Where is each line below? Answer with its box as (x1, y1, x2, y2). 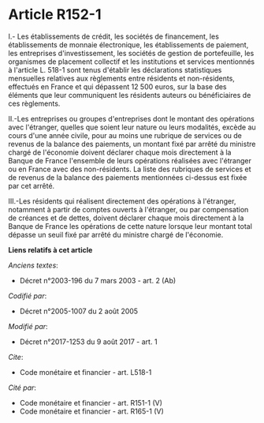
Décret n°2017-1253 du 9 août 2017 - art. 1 (19, 337, 158, 346)
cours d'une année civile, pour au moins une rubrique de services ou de (8, 130, 243, 140)
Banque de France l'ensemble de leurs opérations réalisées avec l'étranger (8, 155, 252, 165)
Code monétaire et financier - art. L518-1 (19, 367, 152, 376)
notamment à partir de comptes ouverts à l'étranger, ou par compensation (8, 204, 249, 214)
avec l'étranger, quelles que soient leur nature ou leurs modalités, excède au (8, 122, 256, 132)
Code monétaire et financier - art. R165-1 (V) (19, 406, 164, 416)
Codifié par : (8, 290, 47, 301)
